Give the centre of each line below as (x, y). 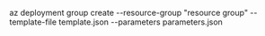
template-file (33, 22)
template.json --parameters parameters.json (140, 22)
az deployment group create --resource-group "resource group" (129, 13)
